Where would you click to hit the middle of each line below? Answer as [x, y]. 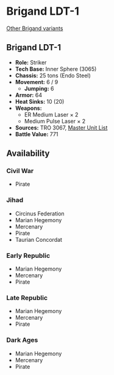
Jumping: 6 [39, 88]
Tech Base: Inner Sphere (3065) [56, 69]
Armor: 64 [29, 95]
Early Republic [28, 255]
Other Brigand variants [35, 28]
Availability [28, 154]
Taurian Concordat [39, 239]
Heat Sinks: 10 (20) [40, 101]
